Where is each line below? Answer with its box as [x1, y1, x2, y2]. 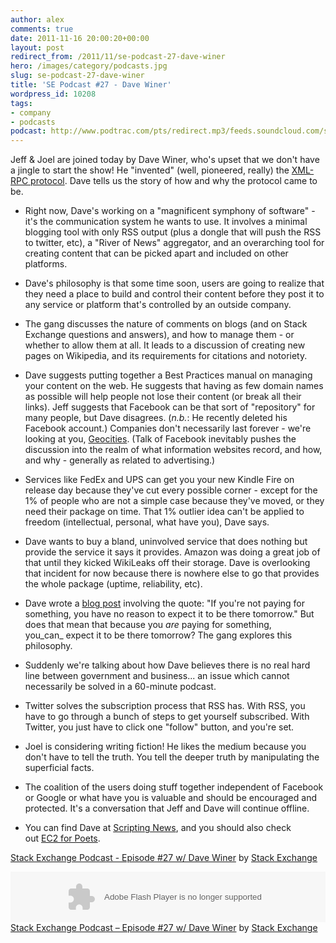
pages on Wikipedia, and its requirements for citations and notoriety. [24, 350, 308, 362]
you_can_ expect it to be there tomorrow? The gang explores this [24, 629, 293, 641]
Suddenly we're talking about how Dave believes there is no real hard [24, 659, 311, 671]
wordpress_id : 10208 [10, 89, 97, 99]
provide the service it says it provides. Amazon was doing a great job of [24, 546, 321, 558]
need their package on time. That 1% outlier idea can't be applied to [24, 506, 305, 518]
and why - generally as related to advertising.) [24, 454, 216, 466]
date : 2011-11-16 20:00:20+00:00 [10, 33, 150, 43]
